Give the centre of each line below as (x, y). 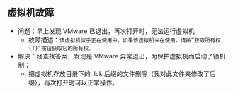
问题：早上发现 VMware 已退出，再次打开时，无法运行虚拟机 (106, 31)
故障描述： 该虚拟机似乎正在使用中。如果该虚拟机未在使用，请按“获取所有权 (124, 39)
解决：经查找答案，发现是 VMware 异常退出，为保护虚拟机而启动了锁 (118, 56)
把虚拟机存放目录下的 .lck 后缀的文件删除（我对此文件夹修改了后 (122, 73)
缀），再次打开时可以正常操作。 (73, 82)
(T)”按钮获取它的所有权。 (61, 48)
